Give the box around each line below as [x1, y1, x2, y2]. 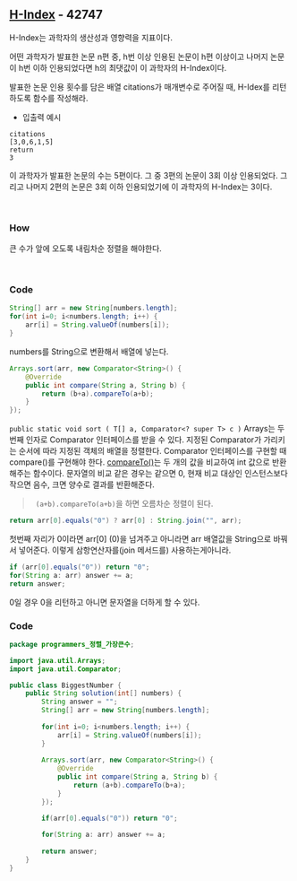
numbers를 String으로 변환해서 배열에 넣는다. [9, 345, 169, 357]
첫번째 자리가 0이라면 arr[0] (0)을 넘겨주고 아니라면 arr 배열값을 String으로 [9, 534, 271, 545]
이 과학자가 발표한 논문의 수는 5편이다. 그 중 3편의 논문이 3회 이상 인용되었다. [9, 170, 279, 180]
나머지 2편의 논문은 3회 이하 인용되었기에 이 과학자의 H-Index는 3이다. [25, 181, 273, 192]
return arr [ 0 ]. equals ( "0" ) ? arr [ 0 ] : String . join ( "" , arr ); [9, 516, 242, 526]
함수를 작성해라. [32, 92, 89, 103]
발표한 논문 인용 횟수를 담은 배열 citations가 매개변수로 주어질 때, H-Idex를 [9, 81, 270, 92]
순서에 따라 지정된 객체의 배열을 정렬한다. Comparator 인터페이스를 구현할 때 [18, 446, 287, 457]
